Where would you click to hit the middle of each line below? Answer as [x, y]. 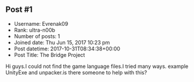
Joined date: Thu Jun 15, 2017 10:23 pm [62, 42]
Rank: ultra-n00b [35, 30]
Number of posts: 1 [37, 36]
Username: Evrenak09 [41, 23]
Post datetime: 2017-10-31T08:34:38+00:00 [67, 49]
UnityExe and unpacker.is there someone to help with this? [76, 72]
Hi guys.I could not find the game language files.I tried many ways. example [97, 66]
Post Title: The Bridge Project [50, 54]
